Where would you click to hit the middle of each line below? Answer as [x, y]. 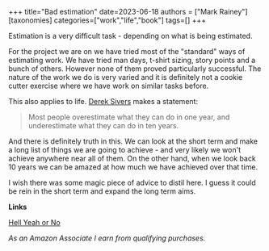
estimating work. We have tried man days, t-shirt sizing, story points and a [132, 60]
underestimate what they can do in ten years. [103, 125]
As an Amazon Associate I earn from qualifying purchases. [107, 238]
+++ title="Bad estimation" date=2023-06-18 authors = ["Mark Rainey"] [128, 12]
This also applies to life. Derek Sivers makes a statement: [103, 101]
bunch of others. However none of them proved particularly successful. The [135, 69]
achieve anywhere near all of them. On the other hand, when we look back [132, 158]
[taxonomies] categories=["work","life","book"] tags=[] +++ [107, 20]
